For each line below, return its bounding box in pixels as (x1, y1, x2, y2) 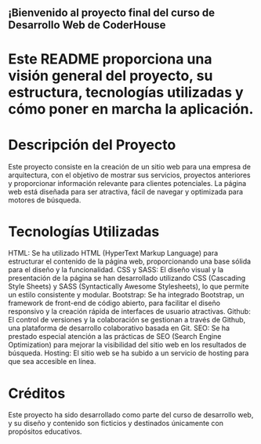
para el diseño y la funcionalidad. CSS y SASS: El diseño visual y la (8, 265, 224, 275)
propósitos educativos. (8, 427, 82, 436)
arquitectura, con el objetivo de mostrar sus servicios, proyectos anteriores (8, 170, 251, 180)
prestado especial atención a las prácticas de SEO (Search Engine (8, 332, 222, 341)
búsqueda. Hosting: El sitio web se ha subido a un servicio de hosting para (8, 348, 249, 358)
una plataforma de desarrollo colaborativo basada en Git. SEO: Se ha (8, 323, 230, 333)
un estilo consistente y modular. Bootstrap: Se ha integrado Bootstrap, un (8, 290, 245, 300)
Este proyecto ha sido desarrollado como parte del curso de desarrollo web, (8, 410, 254, 420)
